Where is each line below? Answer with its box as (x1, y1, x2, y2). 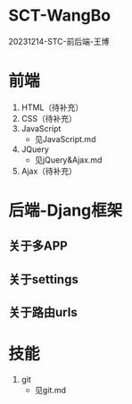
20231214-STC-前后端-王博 (8, 36, 110, 46)
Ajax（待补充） (21, 165, 78, 176)
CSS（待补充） (21, 113, 77, 123)
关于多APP (8, 239, 68, 254)
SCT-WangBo (8, 5, 111, 26)
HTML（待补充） (21, 102, 84, 113)
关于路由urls (8, 305, 78, 320)
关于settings (8, 272, 79, 287)
